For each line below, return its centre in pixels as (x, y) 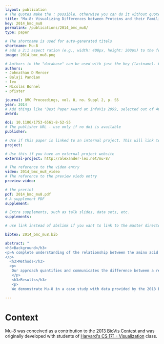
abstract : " (17, 243)
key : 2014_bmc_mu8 (24, 23)
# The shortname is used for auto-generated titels (59, 41)
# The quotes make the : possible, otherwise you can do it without (76, 14)
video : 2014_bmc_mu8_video (32, 172)
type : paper (17, 32)
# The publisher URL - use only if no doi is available (63, 127)
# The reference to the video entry (42, 167)
